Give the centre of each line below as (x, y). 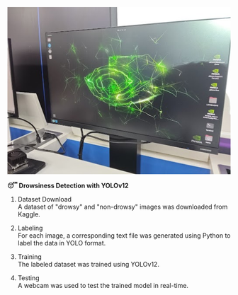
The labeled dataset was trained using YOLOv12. (88, 264)
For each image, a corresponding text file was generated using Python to (124, 236)
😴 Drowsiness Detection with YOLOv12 (68, 185)
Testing (29, 278)
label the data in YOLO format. (62, 243)
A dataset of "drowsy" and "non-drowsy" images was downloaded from (123, 207)
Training (30, 257)
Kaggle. (29, 214)
